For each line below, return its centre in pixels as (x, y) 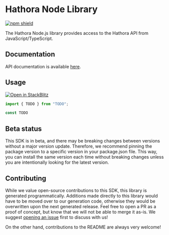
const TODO (17, 113)
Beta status (23, 129)
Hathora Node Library (51, 9)
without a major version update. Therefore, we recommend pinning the (79, 146)
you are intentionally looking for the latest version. (57, 162)
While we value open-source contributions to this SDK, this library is (76, 190)
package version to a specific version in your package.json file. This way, (81, 152)
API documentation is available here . (43, 66)
